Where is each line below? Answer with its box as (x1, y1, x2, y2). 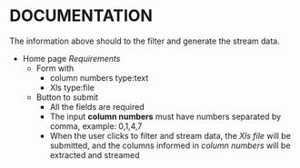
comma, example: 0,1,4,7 (49, 120, 143, 132)
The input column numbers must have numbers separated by (49, 111, 282, 122)
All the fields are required (49, 101, 145, 112)
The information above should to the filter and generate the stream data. (9, 35, 280, 46)
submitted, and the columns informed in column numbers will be (49, 140, 291, 151)
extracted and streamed (49, 149, 140, 160)
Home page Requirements (22, 53, 121, 64)
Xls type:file (49, 82, 95, 93)
